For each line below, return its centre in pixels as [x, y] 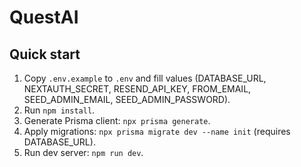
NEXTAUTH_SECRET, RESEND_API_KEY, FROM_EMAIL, [137, 89]
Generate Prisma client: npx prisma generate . [117, 120]
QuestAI [44, 17]
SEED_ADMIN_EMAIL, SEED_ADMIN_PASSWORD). [127, 99]
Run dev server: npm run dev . [83, 152]
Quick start [45, 54]
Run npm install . [59, 110]
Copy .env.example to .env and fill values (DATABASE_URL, [145, 78]
